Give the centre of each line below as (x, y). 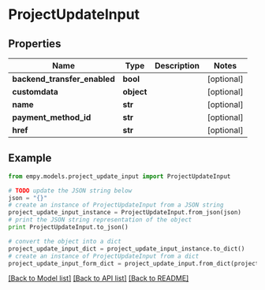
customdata (35, 92)
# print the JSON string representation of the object (100, 220)
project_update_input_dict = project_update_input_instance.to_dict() (127, 249)
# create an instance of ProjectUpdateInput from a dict (104, 256)
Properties (35, 44)
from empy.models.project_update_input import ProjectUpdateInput (119, 176)
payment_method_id (52, 117)
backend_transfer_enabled (64, 79)
